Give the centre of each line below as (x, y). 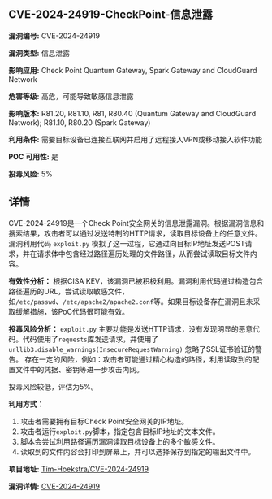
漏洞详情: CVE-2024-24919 (54, 486)
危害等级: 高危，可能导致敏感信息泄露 (71, 96)
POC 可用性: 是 (34, 156)
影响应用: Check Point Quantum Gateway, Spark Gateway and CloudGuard (133, 70)
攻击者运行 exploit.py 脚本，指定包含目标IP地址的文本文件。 (120, 431)
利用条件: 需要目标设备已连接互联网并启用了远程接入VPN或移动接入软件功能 (135, 139)
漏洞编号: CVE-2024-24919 (54, 36)
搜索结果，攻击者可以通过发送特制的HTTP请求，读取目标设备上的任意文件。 (135, 233)
